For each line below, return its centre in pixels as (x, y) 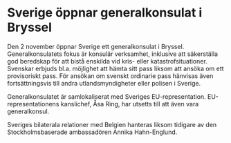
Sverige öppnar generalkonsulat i (105, 13)
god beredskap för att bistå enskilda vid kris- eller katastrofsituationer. (107, 61)
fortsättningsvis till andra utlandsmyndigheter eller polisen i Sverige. (104, 83)
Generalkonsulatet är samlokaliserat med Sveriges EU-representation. (107, 96)
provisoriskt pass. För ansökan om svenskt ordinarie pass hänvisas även (110, 76)
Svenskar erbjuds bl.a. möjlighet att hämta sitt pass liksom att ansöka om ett (115, 68)
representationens (33, 104)
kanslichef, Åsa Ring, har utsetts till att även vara (130, 104)
